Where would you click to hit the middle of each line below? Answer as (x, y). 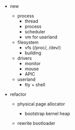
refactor (18, 94)
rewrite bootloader (36, 123)
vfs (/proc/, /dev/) (43, 48)
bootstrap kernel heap (47, 114)
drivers (25, 58)
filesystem (28, 42)
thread (32, 21)
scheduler (35, 32)
